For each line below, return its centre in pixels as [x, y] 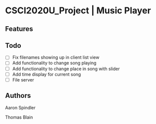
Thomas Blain [19, 117]
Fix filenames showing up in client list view [56, 57]
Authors [18, 96]
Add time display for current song [47, 74]
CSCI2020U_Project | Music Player [78, 11]
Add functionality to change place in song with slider [66, 69]
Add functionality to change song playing [54, 63]
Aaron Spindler [20, 107]
